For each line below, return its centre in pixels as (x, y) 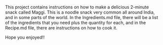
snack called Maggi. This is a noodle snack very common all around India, (80, 12)
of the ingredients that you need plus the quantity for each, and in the (76, 22)
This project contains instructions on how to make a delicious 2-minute (77, 7)
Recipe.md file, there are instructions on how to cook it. (61, 28)
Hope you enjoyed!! (25, 37)
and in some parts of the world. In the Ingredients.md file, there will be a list (82, 17)
